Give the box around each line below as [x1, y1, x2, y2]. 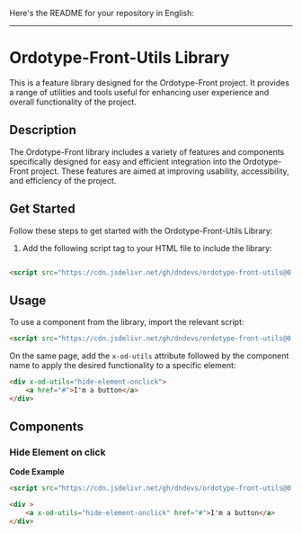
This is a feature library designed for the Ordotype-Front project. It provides [9, 77, 290, 88]
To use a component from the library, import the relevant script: [9, 317, 244, 328]
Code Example [9, 466, 65, 477]
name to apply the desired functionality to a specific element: [9, 360, 236, 371]
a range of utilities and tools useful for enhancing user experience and [9, 86, 270, 97]
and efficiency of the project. [9, 175, 117, 186]
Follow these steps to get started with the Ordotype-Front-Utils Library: [9, 225, 273, 236]
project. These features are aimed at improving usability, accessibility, [31, 166, 289, 176]
